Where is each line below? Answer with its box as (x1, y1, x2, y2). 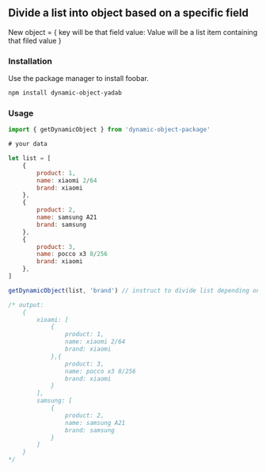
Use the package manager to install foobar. (8, 74, 149, 83)
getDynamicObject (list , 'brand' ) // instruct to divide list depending (8, 286, 249, 294)
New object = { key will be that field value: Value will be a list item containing (8, 27, 258, 36)
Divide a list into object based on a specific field (8, 6, 249, 20)
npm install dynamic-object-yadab (8, 89, 123, 98)
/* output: (8, 301, 44, 308)
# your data (8, 140, 47, 148)
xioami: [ (36, 316, 69, 324)
